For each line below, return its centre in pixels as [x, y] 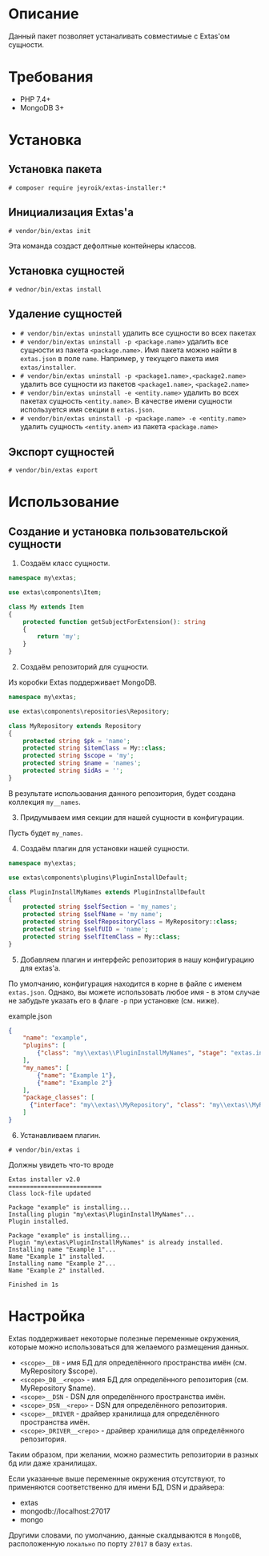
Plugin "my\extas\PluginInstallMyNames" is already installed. [116, 1242]
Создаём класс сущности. [65, 563]
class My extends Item [46, 607]
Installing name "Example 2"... [62, 1263]
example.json [30, 1016]
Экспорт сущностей [61, 452]
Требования [51, 77]
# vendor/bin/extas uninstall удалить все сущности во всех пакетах [138, 333]
